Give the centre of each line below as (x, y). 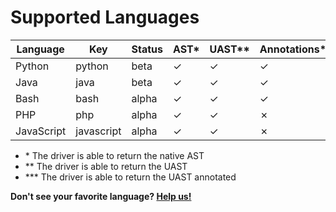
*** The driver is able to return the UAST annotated (130, 177)
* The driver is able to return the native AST (114, 155)
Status (147, 49)
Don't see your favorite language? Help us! (101, 196)
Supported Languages (105, 17)
